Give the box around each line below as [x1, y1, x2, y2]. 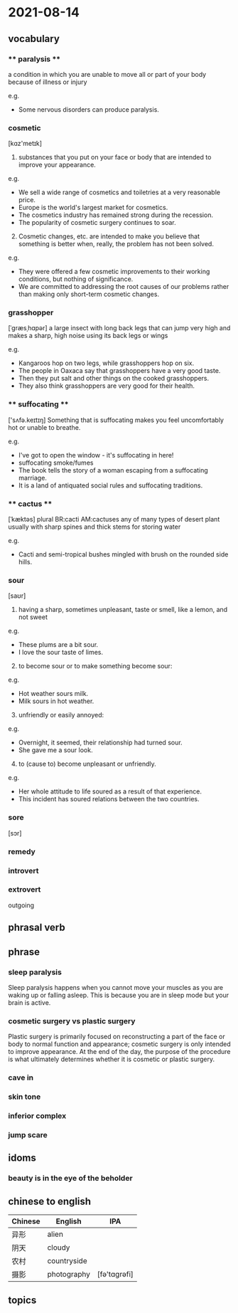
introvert [8, 865, 39, 875]
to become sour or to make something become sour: [18, 662, 173, 670]
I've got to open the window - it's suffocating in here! [18, 450, 174, 459]
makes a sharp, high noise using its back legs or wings [8, 332, 168, 340]
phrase [8, 946, 40, 958]
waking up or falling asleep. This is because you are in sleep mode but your [8, 991, 229, 999]
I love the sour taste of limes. [18, 648, 104, 657]
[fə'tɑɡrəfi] [97, 1269, 134, 1279]
